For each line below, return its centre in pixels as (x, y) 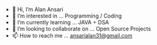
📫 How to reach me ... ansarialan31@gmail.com (72, 36)
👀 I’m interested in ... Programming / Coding (67, 16)
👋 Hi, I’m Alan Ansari (38, 9)
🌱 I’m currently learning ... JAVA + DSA (61, 22)
